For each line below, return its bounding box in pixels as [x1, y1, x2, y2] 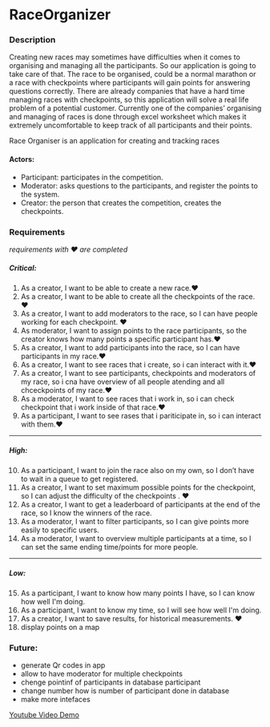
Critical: [9, 263, 37, 273]
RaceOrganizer [9, 6, 111, 24]
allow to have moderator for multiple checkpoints [20, 669, 183, 679]
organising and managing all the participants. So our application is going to [9, 61, 256, 71]
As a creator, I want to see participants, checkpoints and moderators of [20, 368, 256, 378]
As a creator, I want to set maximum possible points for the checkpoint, [20, 483, 256, 492]
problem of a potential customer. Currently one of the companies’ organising [9, 103, 262, 113]
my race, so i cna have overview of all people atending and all [20, 377, 225, 386]
